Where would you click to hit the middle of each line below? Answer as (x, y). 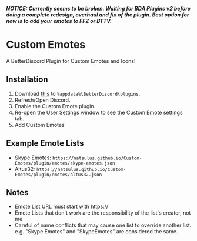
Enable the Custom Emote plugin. (55, 106)
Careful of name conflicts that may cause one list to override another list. (103, 225)
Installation (27, 80)
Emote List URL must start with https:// (61, 207)
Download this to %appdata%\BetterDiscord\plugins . (77, 93)
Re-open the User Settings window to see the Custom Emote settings (99, 112)
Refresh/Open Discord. (42, 100)
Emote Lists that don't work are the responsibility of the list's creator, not (103, 213)
